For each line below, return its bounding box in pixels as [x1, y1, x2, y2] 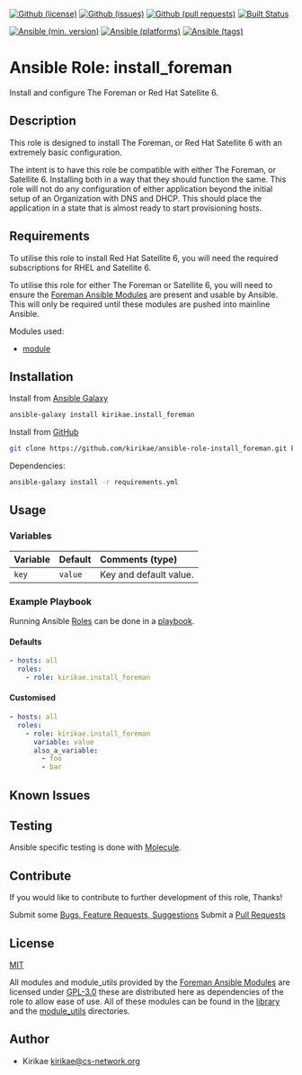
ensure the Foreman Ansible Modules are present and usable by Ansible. [9, 289, 279, 300]
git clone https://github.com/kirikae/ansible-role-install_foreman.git [9, 444, 288, 454]
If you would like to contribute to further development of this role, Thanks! [9, 892, 283, 903]
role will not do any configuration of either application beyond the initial [9, 183, 273, 194]
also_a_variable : [32, 745, 99, 755]
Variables [9, 529, 52, 542]
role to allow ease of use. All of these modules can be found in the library [9, 996, 280, 1007]
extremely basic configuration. [9, 147, 123, 158]
